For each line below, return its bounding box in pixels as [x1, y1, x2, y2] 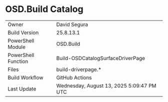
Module [7, 43, 26, 50]
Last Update [7, 85, 36, 92]
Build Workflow [7, 74, 43, 81]
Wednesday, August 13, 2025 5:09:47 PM [56, 82, 156, 89]
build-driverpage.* [56, 66, 101, 73]
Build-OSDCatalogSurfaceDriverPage [56, 54, 145, 61]
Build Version [7, 29, 39, 36]
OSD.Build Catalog [5, 3, 83, 15]
